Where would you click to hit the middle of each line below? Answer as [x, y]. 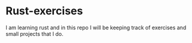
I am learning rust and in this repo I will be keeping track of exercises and [96, 27]
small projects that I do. [34, 33]
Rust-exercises [44, 11]
